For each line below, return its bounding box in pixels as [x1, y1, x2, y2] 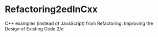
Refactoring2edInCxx [5, 4, 98, 15]
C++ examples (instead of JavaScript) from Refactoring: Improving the [5, 20, 153, 26]
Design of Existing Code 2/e [5, 25, 64, 31]
